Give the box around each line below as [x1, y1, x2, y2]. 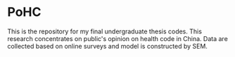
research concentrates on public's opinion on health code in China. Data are [7, 34, 229, 42]
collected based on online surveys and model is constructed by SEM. [7, 42, 208, 50]
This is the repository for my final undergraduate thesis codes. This [7, 27, 203, 35]
